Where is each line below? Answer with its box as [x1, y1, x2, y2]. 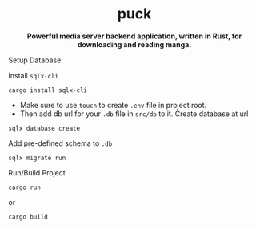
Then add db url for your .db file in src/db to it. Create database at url [19, 109, 249, 119]
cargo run [8, 183, 42, 191]
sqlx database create [8, 124, 81, 132]
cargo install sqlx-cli [8, 86, 88, 94]
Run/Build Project [8, 167, 66, 177]
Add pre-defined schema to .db [8, 138, 113, 148]
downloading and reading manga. [77, 39, 192, 49]
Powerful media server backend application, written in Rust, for [26, 31, 242, 41]
